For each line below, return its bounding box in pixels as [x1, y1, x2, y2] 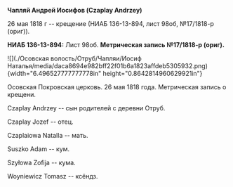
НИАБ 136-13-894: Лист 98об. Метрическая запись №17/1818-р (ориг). [7, 41, 225, 49]
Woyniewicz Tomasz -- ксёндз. [7, 172, 98, 180]
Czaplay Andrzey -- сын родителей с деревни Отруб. [7, 104, 166, 112]
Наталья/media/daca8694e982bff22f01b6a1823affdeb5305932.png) [7, 62, 208, 70]
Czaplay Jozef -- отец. [7, 117, 74, 126]
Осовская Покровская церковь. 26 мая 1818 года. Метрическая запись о [7, 83, 227, 91]
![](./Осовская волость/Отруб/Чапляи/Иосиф [7, 54, 142, 63]
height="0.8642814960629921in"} [102, 70, 203, 77]
